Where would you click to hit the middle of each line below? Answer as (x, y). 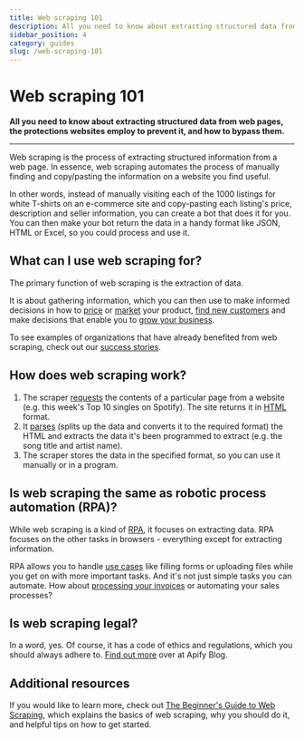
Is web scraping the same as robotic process (138, 494)
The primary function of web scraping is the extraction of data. (127, 283)
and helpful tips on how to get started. (81, 724)
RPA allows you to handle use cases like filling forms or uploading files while (152, 566)
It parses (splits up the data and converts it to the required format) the (152, 426)
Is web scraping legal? (74, 623)
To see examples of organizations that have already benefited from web (143, 337)
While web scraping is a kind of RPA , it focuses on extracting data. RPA (142, 529)
